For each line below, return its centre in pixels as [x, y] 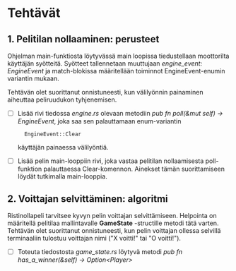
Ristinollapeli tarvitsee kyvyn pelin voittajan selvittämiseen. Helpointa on [112, 215]
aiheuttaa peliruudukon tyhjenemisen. [62, 100]
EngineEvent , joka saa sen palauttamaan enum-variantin [99, 121]
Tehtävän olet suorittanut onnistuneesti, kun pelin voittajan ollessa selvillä [114, 230]
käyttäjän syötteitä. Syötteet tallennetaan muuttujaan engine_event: [105, 64]
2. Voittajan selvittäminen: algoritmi [88, 199]
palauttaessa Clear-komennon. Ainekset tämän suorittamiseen [134, 169]
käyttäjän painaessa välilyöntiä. [63, 147]
